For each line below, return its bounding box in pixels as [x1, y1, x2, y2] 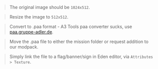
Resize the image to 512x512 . [9, 14, 68, 19]
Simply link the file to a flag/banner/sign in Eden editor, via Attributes [9, 53, 153, 59]
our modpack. [9, 44, 38, 49]
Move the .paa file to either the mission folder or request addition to [9, 38, 148, 44]
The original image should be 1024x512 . [9, 4, 90, 10]
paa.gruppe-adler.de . [9, 29, 53, 34]
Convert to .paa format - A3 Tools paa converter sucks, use [9, 23, 132, 29]
